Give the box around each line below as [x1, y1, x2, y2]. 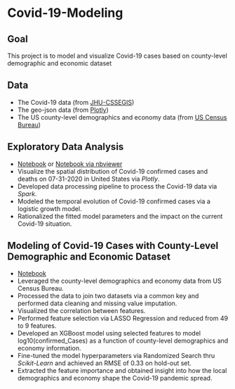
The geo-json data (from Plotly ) [17, 106, 109, 114]
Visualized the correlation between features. [17, 307, 146, 315]
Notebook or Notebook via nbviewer [17, 160, 123, 168]
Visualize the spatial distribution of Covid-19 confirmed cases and [17, 167, 208, 175]
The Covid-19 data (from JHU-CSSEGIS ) [17, 98, 135, 106]
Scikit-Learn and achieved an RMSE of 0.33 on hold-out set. [17, 359, 192, 367]
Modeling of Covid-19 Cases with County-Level [7, 240, 219, 252]
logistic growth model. [17, 204, 82, 212]
